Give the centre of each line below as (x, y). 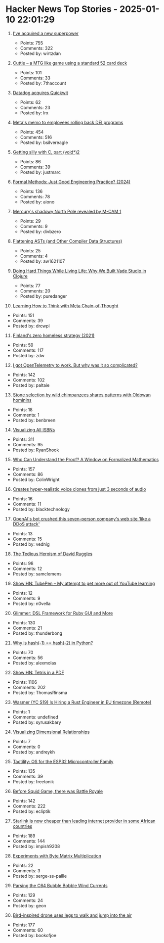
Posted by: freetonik (33, 781)
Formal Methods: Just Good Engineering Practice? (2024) (71, 182)
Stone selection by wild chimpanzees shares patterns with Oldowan (82, 395)
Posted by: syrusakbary (37, 722)
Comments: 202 (29, 687)
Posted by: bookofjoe (34, 935)
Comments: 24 (28, 900)
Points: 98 (23, 563)
